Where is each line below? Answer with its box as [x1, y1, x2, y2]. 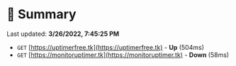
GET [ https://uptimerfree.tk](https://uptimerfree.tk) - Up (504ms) [16, 43, 205, 51]
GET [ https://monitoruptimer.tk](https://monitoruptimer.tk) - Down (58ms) [16, 51, 230, 59]
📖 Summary [6, 6, 77, 22]
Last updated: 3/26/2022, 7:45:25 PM [6, 29, 120, 38]
